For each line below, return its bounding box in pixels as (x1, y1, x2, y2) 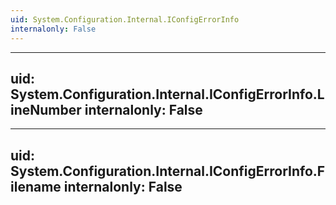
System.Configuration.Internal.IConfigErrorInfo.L (10, 86, 325, 103)
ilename (10, 178, 62, 195)
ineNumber (10, 101, 82, 118)
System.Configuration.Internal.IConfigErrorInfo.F (10, 162, 326, 180)
